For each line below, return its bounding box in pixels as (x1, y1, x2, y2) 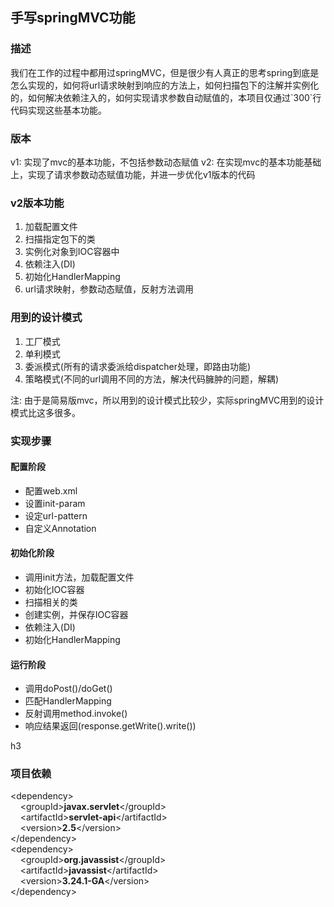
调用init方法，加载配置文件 (24, 571, 135, 583)
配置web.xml (24, 484, 78, 497)
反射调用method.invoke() (24, 708, 128, 720)
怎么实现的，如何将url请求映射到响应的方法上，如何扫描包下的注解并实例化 (10, 79, 320, 91)
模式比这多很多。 (10, 406, 81, 418)
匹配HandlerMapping (24, 695, 112, 707)
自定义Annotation (24, 522, 97, 534)
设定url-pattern (24, 509, 88, 522)
